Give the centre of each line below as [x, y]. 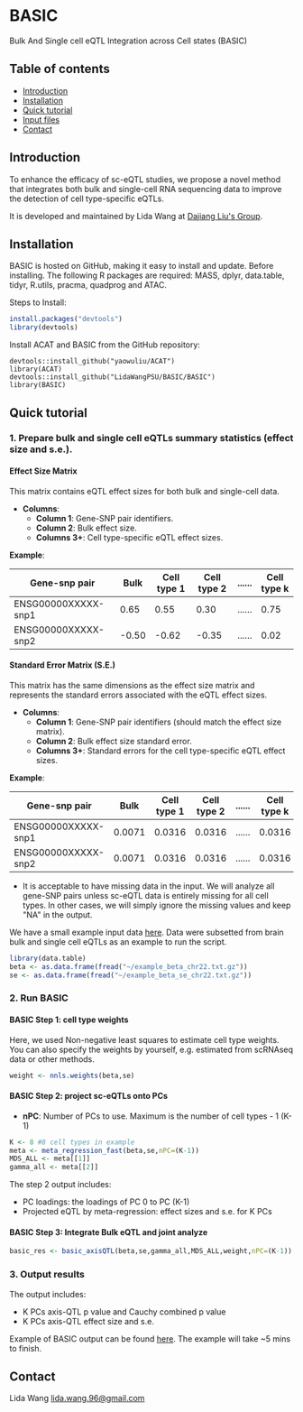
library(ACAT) [36, 369]
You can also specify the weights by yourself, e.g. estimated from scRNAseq [151, 1049]
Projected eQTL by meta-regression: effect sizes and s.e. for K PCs [147, 1212]
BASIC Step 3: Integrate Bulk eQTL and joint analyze [109, 1232]
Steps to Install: [38, 302]
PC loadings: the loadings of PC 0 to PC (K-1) [106, 1202]
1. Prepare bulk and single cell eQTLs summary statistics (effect [151, 438]
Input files [41, 119]
